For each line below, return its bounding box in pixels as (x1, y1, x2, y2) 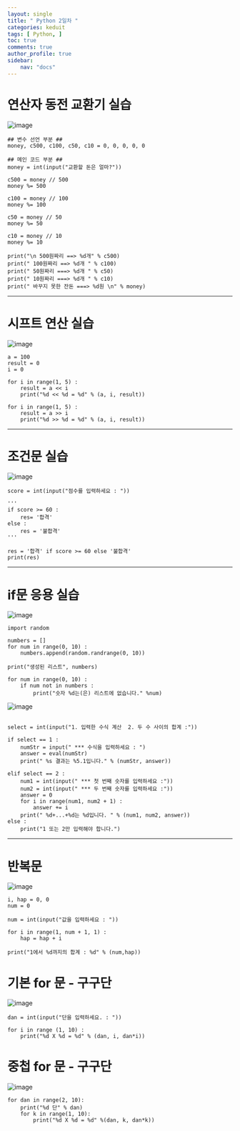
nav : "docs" (20, 64, 56, 71)
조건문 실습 (7, 448, 69, 464)
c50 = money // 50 (7, 214, 62, 221)
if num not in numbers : (20, 682, 94, 689)
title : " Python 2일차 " (7, 17, 79, 24)
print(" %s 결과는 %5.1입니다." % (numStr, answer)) (20, 758, 171, 765)
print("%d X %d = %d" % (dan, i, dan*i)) (20, 1033, 145, 1040)
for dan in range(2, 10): (7, 1097, 84, 1104)
